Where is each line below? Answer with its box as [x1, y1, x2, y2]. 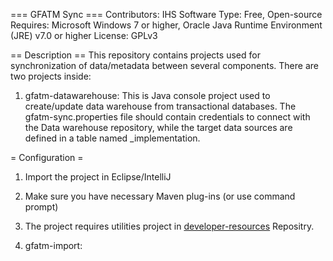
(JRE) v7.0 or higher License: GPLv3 [10, 30, 158, 41]
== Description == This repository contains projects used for [10, 49, 261, 61]
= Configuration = [10, 152, 84, 163]
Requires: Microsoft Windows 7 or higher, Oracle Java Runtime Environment [10, 19, 323, 31]
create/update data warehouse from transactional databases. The [24, 100, 297, 112]
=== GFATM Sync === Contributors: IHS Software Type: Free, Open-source [10, 9, 323, 20]
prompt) [24, 201, 59, 213]
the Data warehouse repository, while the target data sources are [24, 122, 293, 133]
